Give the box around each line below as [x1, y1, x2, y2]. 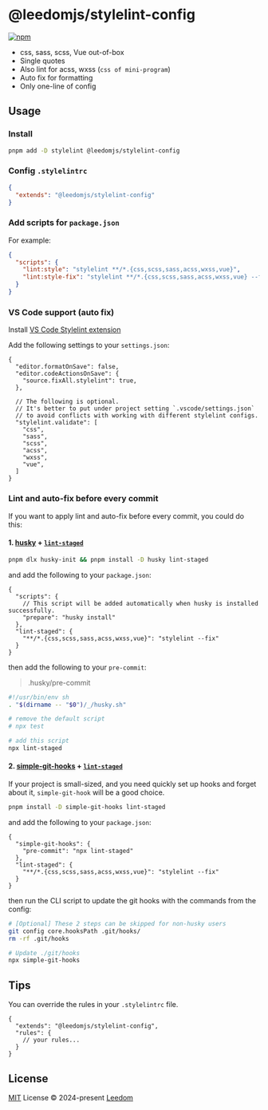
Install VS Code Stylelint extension [8, 325, 121, 334]
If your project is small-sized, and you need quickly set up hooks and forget [8, 780, 257, 789]
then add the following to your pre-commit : [8, 662, 147, 672]
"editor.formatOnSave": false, [15, 363, 120, 371]
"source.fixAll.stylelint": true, [22, 377, 137, 385]
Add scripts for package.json [8, 217, 120, 228]
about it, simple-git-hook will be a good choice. [8, 788, 165, 797]
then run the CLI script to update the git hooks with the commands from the [8, 895, 257, 905]
